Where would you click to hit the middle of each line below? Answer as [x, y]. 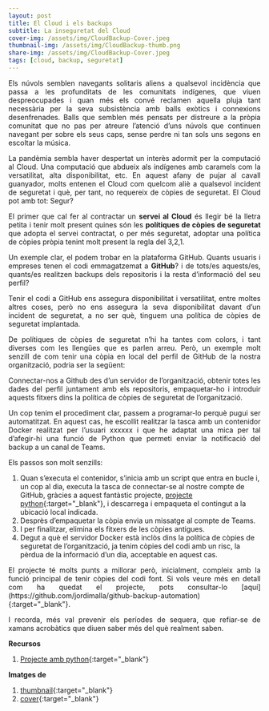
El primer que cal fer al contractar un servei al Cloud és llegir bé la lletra [134, 216]
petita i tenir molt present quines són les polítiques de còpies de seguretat [135, 224]
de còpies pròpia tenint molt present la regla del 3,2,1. [96, 242]
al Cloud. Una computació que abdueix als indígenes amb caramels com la [134, 167]
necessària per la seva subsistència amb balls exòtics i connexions [134, 108]
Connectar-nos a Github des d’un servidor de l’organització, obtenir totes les [134, 380]
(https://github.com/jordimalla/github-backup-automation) [104, 595]
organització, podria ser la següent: [67, 364]
